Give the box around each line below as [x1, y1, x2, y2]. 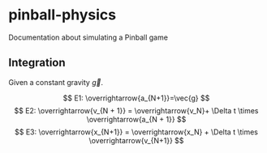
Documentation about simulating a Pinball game [8, 32, 169, 42]
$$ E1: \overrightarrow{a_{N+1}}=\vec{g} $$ [62, 93, 210, 103]
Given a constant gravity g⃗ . [8, 77, 104, 87]
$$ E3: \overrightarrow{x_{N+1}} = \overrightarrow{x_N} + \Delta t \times [15, 127, 258, 137]
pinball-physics [8, 6, 117, 24]
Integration [8, 56, 67, 70]
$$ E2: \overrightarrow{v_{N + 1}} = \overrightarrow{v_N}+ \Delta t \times [14, 105, 259, 115]
